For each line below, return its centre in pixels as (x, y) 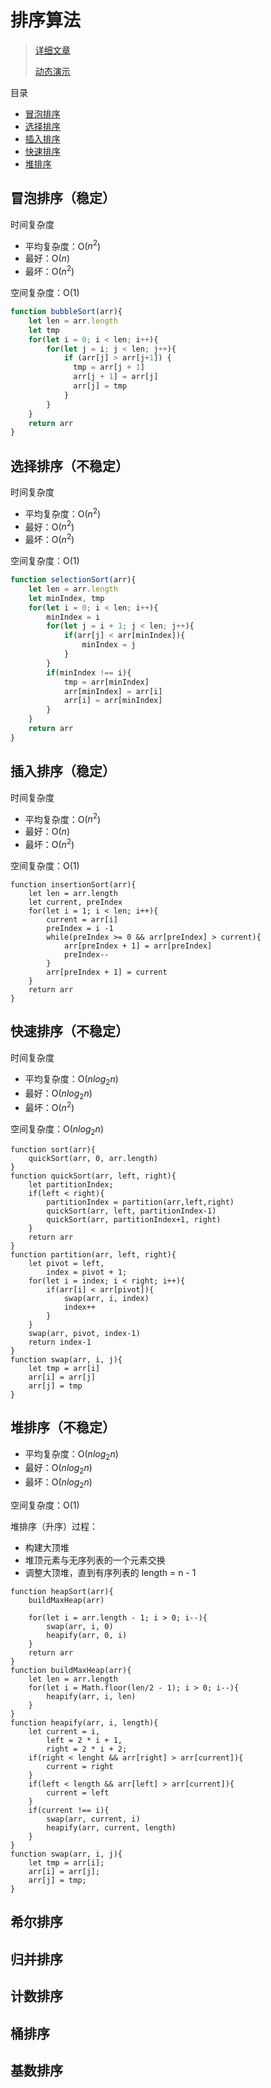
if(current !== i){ (69, 1811)
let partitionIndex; (71, 1184)
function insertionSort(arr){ (73, 884)
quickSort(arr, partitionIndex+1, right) (134, 1219)
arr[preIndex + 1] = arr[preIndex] (138, 946)
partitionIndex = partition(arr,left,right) (140, 1202)
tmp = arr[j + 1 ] (109, 367)
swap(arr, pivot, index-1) (84, 1333)
